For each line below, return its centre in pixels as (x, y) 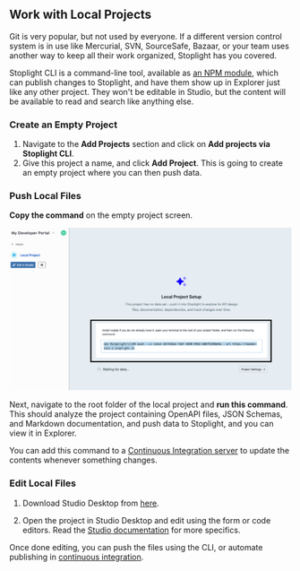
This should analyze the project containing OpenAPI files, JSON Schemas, (146, 414)
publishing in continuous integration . (77, 557)
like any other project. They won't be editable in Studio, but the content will (148, 91)
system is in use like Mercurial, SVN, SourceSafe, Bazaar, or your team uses (149, 46)
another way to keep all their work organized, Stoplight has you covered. (143, 55)
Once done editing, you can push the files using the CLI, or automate (136, 547)
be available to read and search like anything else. (102, 101)
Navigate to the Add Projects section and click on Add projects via (146, 144)
